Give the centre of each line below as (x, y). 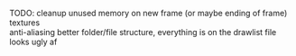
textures (25, 23)
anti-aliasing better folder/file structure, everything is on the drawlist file (143, 32)
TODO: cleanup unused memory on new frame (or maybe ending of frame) (148, 13)
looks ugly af (33, 42)
